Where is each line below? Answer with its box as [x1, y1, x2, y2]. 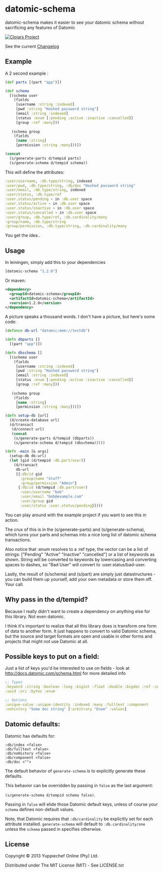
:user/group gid [20, 499, 53, 504]
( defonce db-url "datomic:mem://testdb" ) [5, 329, 90, 333]
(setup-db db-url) [9, 454, 47, 459]
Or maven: [5, 278, 26, 283]
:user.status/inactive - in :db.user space [5, 205, 95, 211]
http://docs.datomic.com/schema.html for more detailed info [5, 671, 126, 676]
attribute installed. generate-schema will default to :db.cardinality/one [5, 821, 146, 827]
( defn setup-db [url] [5, 413, 49, 418]
